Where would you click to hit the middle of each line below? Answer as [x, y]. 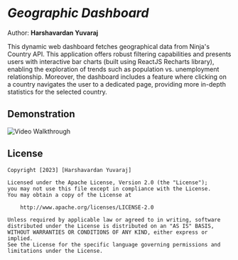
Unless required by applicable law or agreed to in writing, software [114, 220]
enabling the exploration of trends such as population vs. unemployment [113, 69]
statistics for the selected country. [58, 92]
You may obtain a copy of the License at [70, 195]
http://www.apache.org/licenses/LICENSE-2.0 [87, 207]
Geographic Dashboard [78, 13]
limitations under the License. [55, 251]
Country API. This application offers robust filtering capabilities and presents [119, 54]
